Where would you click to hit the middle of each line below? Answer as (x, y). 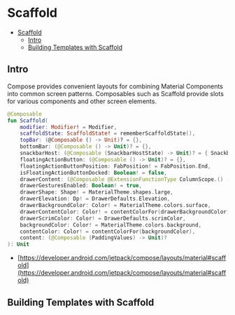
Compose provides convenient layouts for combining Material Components (115, 86)
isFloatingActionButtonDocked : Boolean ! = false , (94, 173)
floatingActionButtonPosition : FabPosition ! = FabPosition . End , (115, 166)
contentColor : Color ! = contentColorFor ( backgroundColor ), (108, 232)
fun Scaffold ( (28, 121)
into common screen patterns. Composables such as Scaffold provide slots (115, 93)
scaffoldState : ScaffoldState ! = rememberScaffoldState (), (108, 134)
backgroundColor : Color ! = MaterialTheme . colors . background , (111, 225)
